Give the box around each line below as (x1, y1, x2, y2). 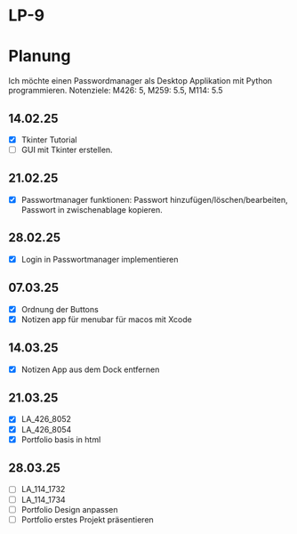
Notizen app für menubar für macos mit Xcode (20, 313, 192, 325)
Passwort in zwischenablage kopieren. (20, 204, 164, 214)
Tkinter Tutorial (20, 134, 77, 145)
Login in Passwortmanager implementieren (20, 254, 179, 264)
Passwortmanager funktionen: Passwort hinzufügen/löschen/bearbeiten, (20, 194, 288, 205)
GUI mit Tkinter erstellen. (20, 144, 113, 155)
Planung (8, 46, 71, 67)
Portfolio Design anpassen (20, 504, 118, 514)
